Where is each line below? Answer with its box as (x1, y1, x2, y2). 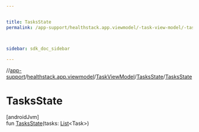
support (6, 73, 25, 81)
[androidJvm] (6, 114, 40, 121)
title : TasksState (6, 19, 52, 25)
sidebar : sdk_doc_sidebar (6, 46, 70, 51)
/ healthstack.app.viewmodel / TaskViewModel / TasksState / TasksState (25, 73, 192, 81)
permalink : (6, 24, 33, 30)
